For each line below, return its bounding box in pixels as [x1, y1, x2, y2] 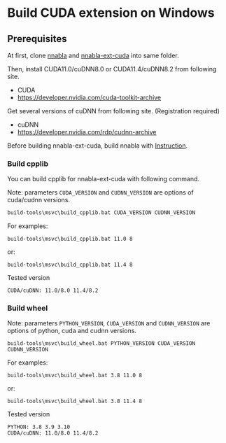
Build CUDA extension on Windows [7, 5, 215, 21]
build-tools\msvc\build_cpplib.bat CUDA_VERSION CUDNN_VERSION [7, 209, 196, 216]
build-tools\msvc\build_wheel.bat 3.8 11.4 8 [7, 398, 142, 405]
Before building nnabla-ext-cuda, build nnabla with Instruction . [7, 141, 188, 150]
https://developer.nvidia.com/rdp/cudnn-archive [17, 128, 157, 136]
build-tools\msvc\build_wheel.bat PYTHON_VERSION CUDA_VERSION [7, 340, 196, 347]
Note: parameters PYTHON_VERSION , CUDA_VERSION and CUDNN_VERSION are [7, 319, 211, 328]
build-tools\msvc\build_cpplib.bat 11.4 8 [7, 261, 133, 269]
